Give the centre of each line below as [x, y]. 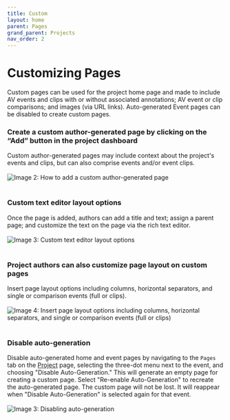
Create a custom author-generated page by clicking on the [107, 132]
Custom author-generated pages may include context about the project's [111, 156]
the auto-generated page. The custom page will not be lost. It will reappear [114, 387]
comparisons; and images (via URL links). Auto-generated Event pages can [114, 107]
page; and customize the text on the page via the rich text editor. [99, 225]
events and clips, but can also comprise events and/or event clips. [101, 163]
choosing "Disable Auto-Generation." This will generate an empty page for [113, 372]
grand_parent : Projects [41, 33]
